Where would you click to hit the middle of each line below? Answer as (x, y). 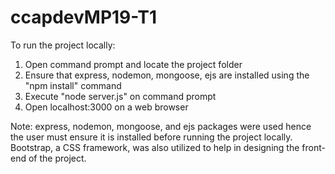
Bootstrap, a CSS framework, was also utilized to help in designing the (155, 147)
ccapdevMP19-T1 (84, 17)
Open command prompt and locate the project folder (133, 64)
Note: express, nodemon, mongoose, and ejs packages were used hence (161, 126)
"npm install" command (73, 85)
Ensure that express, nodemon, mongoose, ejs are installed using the (167, 75)
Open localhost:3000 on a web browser (106, 107)
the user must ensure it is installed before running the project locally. (151, 137)
